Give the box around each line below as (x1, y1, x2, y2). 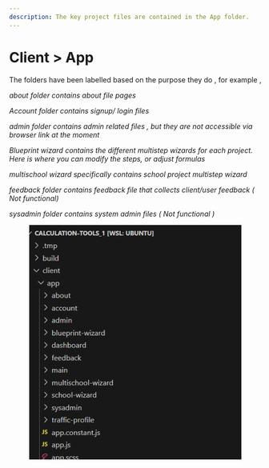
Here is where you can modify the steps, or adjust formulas (9, 154, 206, 163)
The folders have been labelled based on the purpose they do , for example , (9, 74, 262, 84)
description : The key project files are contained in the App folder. (9, 13, 250, 21)
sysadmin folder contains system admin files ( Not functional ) (9, 209, 215, 218)
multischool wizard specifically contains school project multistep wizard (9, 169, 247, 179)
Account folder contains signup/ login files (9, 106, 150, 115)
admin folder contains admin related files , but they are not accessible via (9, 121, 253, 131)
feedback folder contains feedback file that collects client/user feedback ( (9, 185, 255, 194)
